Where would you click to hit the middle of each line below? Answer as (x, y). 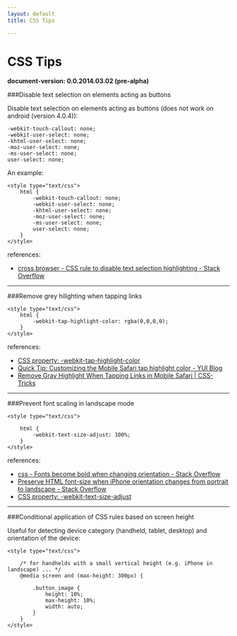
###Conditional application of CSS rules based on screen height (101, 517)
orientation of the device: (44, 538)
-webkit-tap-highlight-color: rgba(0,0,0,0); (101, 322)
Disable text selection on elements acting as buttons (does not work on (110, 108)
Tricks (26, 383)
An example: (25, 173)
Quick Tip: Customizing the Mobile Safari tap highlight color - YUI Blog (120, 368)
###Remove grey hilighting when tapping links (75, 296)
